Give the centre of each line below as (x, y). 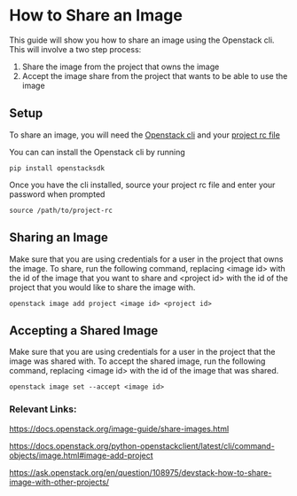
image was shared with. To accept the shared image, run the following (137, 361)
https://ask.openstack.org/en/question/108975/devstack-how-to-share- (141, 472)
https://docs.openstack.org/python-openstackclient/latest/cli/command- (142, 445)
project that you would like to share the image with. (102, 287)
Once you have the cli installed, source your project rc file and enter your (142, 185)
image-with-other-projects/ (59, 482)
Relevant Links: (43, 409)
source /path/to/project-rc (61, 210)
